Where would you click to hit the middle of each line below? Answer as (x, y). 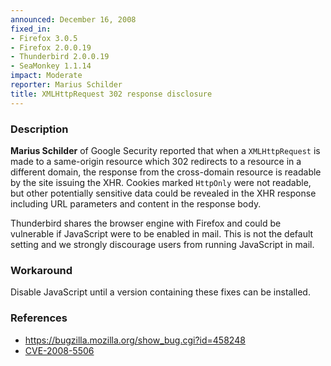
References (39, 318)
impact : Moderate (46, 76)
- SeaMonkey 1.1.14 (51, 66)
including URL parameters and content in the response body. (136, 203)
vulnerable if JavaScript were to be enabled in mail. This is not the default (162, 233)
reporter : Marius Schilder (66, 85)
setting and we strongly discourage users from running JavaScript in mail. (162, 244)
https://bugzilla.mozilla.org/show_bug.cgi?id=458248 (135, 340)
